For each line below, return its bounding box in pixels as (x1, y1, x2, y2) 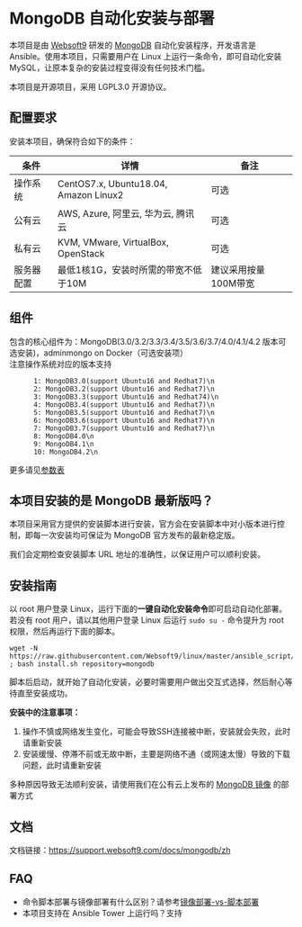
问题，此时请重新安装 (22, 760, 102, 770)
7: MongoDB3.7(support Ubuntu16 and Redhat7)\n (32, 424, 216, 433)
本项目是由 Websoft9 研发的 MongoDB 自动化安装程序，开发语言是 (9, 40, 256, 50)
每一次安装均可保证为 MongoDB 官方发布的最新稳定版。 (32, 530, 240, 541)
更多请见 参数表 (9, 464, 65, 475)
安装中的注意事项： (9, 707, 81, 718)
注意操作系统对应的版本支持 (9, 358, 112, 369)
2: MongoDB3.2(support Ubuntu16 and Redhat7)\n (32, 384, 216, 393)
